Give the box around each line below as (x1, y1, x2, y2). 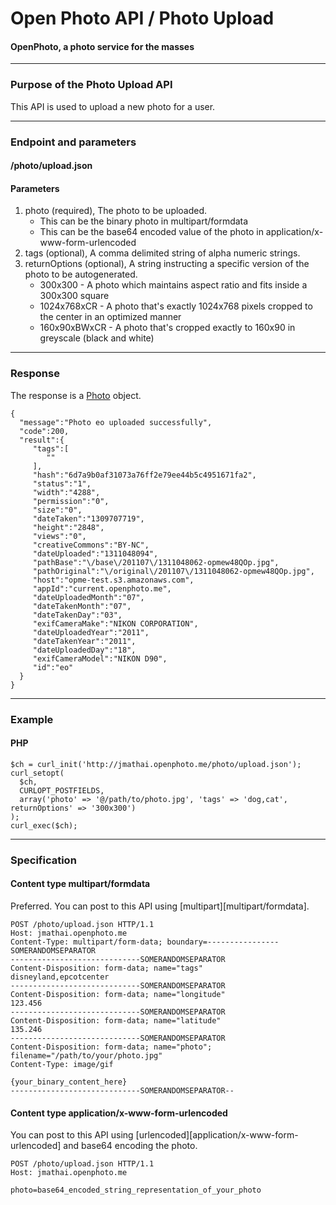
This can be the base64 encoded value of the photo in (39, 226, 264, 238)
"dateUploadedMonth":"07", (32, 592, 145, 602)
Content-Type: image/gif (10, 1059, 114, 1069)
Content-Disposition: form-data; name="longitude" (10, 989, 226, 999)
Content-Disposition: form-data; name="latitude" (10, 1015, 222, 1026)
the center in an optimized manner (39, 311, 182, 323)
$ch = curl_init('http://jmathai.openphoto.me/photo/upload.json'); (10, 759, 302, 769)
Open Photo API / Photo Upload (10, 7, 275, 30)
